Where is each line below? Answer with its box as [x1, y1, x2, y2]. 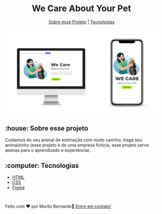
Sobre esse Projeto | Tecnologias [48, 19, 115, 25]
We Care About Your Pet [32, 3, 131, 14]
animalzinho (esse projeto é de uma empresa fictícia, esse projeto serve [5, 142, 149, 148]
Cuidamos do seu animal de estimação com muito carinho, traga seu [5, 137, 142, 143]
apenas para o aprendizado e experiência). [5, 148, 91, 153]
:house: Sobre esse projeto [5, 124, 88, 132]
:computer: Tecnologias [5, 161, 79, 170]
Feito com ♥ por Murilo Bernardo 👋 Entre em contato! [5, 203, 112, 209]
